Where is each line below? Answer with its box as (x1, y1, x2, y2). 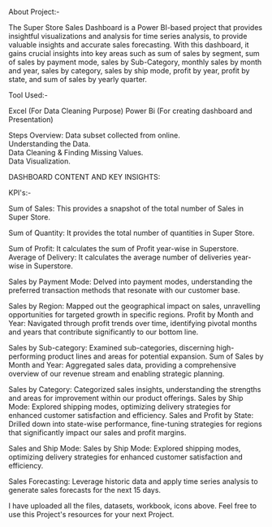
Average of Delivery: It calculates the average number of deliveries (8, 252, 232, 262)
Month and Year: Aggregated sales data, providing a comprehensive (8, 360, 237, 369)
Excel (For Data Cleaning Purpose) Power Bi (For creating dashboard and (8, 106, 253, 115)
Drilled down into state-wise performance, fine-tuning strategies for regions (8, 419, 262, 429)
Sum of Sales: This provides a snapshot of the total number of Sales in (8, 203, 244, 213)
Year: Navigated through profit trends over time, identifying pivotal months (8, 319, 257, 328)
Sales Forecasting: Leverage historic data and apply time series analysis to (8, 477, 258, 486)
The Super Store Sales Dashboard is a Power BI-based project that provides (8, 23, 262, 32)
